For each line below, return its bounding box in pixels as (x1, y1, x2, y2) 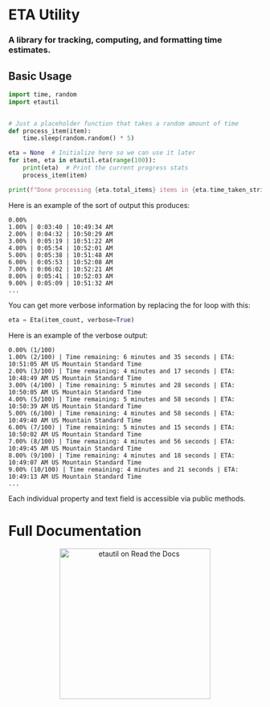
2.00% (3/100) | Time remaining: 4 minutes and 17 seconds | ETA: (8, 367, 235, 375)
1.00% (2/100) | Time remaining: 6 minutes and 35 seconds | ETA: (8, 353, 235, 361)
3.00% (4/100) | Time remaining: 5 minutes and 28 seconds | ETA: (8, 381, 235, 389)
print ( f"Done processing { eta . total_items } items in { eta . (8, 186, 211, 194)
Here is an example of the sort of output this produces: (8, 200, 190, 210)
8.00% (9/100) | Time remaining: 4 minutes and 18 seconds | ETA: (8, 452, 235, 460)
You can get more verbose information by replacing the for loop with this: (8, 300, 251, 310)
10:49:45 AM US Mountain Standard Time (8, 444, 142, 452)
